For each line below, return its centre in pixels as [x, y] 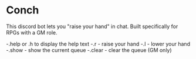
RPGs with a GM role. [32, 32]
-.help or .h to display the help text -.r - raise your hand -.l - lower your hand [98, 44]
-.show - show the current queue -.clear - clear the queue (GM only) [89, 50]
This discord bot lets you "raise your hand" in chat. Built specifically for [92, 26]
